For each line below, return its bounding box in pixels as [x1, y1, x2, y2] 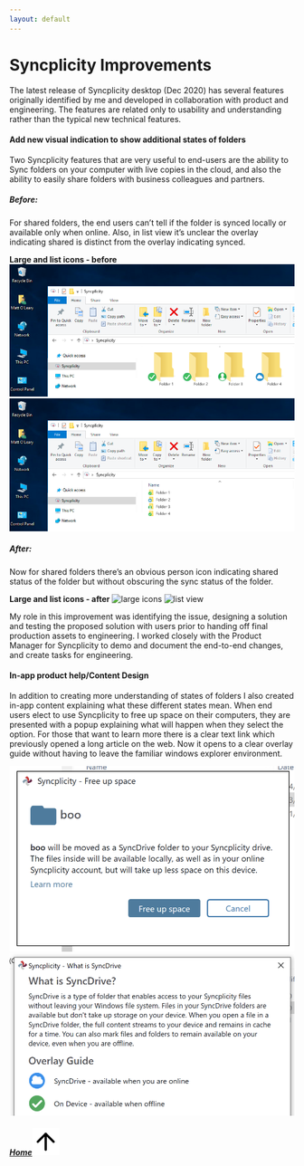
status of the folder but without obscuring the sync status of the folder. [9, 576, 274, 587]
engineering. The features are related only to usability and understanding [9, 104, 282, 115]
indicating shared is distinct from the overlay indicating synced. [9, 236, 246, 247]
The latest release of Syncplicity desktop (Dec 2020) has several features [9, 84, 285, 95]
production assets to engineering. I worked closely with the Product [9, 630, 262, 641]
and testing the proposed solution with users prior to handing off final [9, 620, 269, 631]
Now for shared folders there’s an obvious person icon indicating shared [9, 566, 279, 577]
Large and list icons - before [9, 253, 118, 264]
